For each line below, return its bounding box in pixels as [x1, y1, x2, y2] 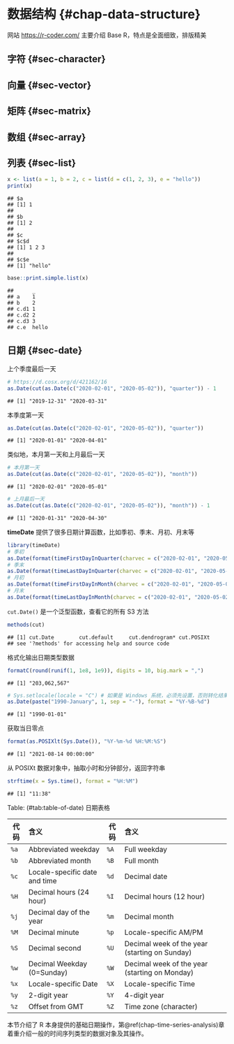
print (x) [7, 182, 33, 189]
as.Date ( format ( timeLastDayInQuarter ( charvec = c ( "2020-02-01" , [7, 567, 198, 575]
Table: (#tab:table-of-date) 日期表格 [7, 804, 110, 811]
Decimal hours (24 [28, 887, 89, 897]
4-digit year [124, 990, 165, 1000]
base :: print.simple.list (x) [7, 275, 89, 282]
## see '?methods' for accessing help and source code [7, 640, 170, 647]
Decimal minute [28, 927, 79, 937]
